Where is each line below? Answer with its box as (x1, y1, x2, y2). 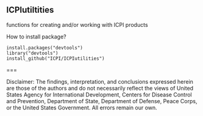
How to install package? (6, 33, 67, 40)
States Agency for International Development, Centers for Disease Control (6, 91, 192, 98)
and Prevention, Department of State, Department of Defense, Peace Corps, (6, 97, 198, 104)
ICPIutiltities (6, 5, 54, 15)
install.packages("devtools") (6, 45, 84, 51)
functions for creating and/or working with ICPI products (6, 21, 148, 28)
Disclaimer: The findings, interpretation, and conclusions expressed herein (6, 78, 194, 85)
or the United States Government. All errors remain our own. (6, 104, 157, 111)
